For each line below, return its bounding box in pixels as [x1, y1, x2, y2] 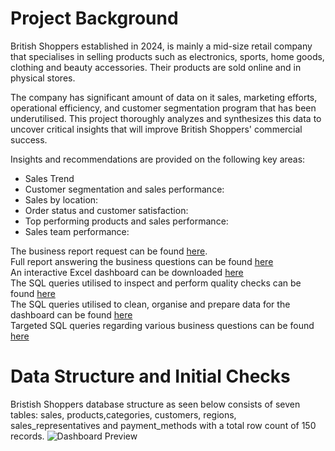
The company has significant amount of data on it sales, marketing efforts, [10, 91, 318, 103]
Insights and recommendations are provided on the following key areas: [10, 153, 306, 165]
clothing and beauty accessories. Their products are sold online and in [10, 61, 302, 73]
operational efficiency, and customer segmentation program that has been [10, 102, 317, 114]
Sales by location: [24, 193, 99, 206]
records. [10, 430, 45, 442]
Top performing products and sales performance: [24, 215, 229, 227]
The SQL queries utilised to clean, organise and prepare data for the [10, 298, 291, 310]
